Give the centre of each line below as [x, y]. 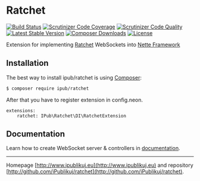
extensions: [21, 110]
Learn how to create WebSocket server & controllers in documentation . [93, 148]
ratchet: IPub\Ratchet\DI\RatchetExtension [72, 116]
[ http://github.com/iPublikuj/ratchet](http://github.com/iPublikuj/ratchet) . [95, 172]
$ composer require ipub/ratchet [48, 88]
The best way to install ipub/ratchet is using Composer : [74, 77]
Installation [27, 63]
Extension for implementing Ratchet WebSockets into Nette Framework [93, 45]
